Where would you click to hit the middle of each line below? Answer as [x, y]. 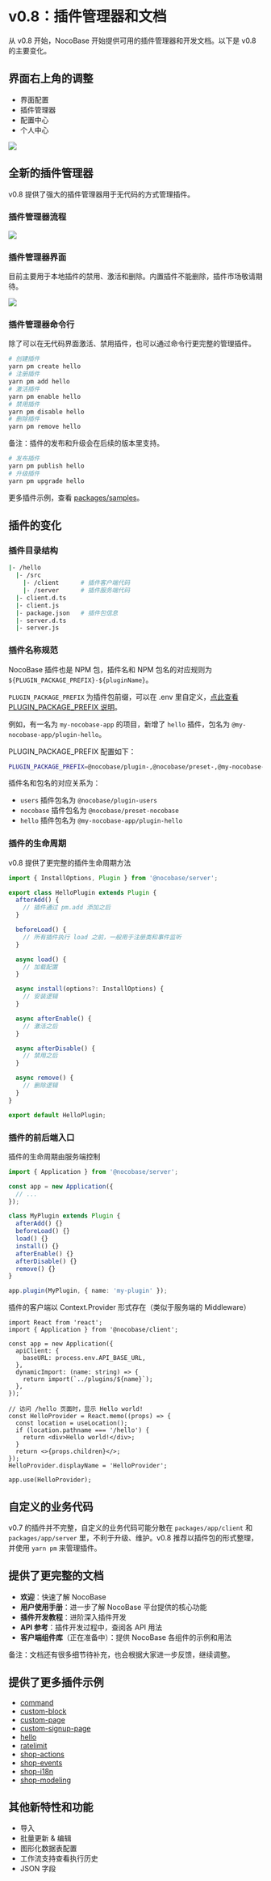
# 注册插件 [24, 374]
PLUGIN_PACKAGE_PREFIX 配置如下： [72, 751]
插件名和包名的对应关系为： [54, 783]
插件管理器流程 [38, 217]
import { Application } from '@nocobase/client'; [94, 1330]
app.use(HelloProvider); [50, 1480]
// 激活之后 [40, 1026]
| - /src [29, 575]
